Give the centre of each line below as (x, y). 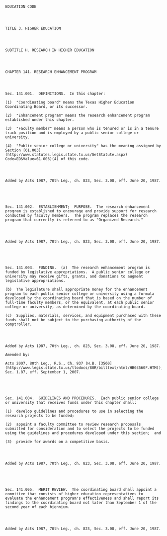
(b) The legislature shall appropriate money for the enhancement (77, 289)
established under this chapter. (40, 120)
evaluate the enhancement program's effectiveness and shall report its (82, 498)
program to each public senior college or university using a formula (80, 294)
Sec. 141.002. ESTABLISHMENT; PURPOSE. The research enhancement (78, 207)
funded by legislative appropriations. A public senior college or (78, 272)
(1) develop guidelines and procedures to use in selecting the (74, 411)
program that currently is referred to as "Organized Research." (74, 220)
